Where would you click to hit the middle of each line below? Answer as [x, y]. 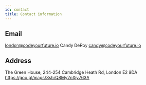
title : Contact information [34, 14]
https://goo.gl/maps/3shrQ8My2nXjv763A [47, 78]
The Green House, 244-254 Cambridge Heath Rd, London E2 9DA [71, 72]
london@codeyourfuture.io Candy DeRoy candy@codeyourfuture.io [73, 45]
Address [18, 60]
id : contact [17, 9]
